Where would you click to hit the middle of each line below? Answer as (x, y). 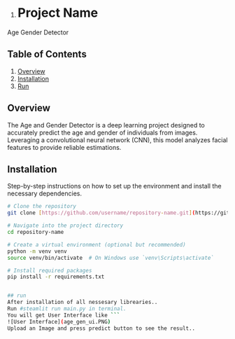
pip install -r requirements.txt (56, 277)
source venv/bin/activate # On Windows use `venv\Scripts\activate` (111, 258)
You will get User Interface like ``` (64, 315)
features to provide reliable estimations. (64, 147)
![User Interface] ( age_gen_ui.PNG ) (59, 321)
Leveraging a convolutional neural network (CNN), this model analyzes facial (117, 140)
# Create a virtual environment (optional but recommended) (97, 244)
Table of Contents (47, 54)
